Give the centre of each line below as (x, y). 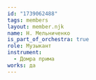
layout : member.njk (36, 26)
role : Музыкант (29, 46)
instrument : (25, 53)
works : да (22, 65)
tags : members (28, 20)
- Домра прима (34, 59)
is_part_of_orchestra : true (48, 40)
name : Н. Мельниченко (39, 33)
